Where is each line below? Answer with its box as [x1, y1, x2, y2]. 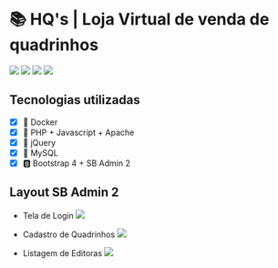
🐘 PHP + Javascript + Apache [22, 127, 135, 138]
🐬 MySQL [22, 147, 59, 158]
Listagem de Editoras [22, 247, 103, 258]
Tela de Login [22, 210, 75, 221]
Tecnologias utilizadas [9, 92, 140, 108]
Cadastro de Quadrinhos [22, 229, 116, 240]
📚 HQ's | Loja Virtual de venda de [9, 9, 270, 30]
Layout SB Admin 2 [9, 185, 119, 201]
